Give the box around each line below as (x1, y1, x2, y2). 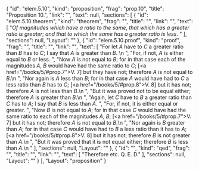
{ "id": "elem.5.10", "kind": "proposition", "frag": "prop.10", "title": (6, 5, 164, 12)
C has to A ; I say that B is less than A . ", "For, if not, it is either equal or (6, 100, 179, 107)
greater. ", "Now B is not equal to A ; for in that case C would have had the (6, 107, 186, 113)
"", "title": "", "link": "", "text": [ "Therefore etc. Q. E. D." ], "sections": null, (6, 151, 186, 157)
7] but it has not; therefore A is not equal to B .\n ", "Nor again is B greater (6, 119, 186, 126)
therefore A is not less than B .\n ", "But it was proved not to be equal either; (6, 88, 191, 94)
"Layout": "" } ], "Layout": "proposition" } (6, 157, 107, 164)
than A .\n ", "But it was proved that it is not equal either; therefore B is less (6, 138, 189, 145)
